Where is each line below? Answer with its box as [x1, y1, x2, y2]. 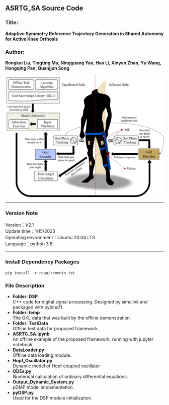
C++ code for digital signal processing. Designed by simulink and [12, 299, 148, 305]
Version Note [5, 210, 38, 217]
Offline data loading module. [12, 352, 71, 358]
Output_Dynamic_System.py [12, 379, 74, 385]
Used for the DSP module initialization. [12, 395, 93, 401]
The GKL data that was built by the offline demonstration [12, 315, 130, 321]
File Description [5, 282, 45, 289]
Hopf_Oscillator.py [12, 358, 53, 364]
